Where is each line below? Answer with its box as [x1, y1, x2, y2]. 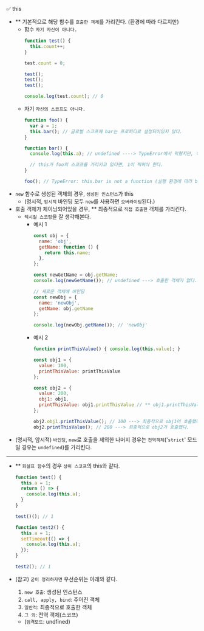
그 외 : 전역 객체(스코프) [24, 611, 78, 618]
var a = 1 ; [29, 123, 58, 129]
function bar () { [24, 145, 69, 151]
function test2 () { [15, 524, 65, 531]
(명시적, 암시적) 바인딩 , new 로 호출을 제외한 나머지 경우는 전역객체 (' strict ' [15, 436, 186, 443]
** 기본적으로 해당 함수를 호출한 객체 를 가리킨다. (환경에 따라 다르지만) [15, 18, 179, 25]
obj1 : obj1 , [38, 396, 69, 402]
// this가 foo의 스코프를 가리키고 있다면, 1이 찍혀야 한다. [29, 162, 163, 168]
